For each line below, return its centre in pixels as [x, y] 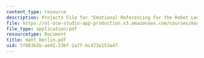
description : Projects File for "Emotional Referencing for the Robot [97, 18]
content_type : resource [36, 12]
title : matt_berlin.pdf [36, 40]
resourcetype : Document [36, 34]
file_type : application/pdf [42, 29]
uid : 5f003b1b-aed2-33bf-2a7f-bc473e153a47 [62, 46]
